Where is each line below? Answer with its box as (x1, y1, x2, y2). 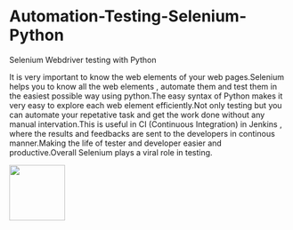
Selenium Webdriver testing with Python (9, 54, 157, 65)
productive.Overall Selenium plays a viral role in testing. (9, 147, 213, 157)
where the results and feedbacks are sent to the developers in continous (9, 128, 276, 139)
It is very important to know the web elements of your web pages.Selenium (9, 71, 285, 82)
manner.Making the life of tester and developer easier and (9, 138, 223, 148)
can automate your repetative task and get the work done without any (9, 109, 265, 120)
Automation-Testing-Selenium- (9, 6, 248, 27)
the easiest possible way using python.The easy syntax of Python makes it (9, 91, 283, 101)
